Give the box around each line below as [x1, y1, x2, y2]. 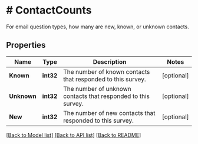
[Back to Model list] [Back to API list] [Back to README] [6, 131, 141, 139]
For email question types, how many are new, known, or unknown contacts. [6, 23, 190, 30]
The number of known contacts [62, 67, 150, 76]
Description [93, 57, 127, 66]
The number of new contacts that [62, 109, 156, 117]
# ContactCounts [6, 4, 92, 17]
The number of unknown [62, 84, 131, 93]
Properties [6, 40, 46, 50]
